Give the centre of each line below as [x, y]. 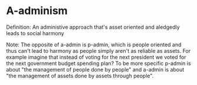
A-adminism [37, 11]
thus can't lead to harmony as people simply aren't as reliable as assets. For [98, 50]
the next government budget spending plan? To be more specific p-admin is [98, 63]
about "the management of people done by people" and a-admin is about [95, 69]
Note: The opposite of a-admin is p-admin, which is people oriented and [94, 45]
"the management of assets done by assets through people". [80, 76]
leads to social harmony [35, 33]
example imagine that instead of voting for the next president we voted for [96, 57]
